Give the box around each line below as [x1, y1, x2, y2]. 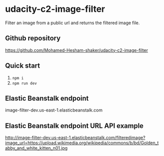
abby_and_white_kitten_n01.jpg [5, 145, 68, 151]
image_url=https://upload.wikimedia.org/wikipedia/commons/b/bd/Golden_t [5, 140, 159, 146]
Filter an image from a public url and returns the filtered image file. [5, 20, 140, 26]
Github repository [5, 34, 61, 42]
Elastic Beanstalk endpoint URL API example [5, 121, 144, 130]
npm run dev [12, 80, 37, 86]
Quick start [5, 62, 40, 70]
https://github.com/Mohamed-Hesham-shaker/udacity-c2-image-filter [5, 47, 148, 53]
